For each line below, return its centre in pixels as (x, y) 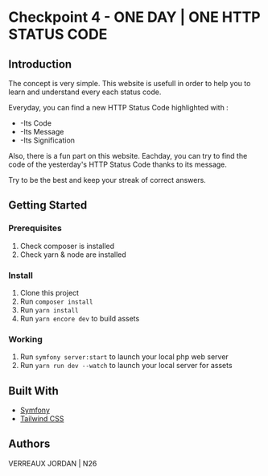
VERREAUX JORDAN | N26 (53, 463)
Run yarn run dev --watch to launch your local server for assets (126, 366)
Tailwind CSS (42, 419)
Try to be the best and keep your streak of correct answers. (107, 180)
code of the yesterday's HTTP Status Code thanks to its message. (118, 164)
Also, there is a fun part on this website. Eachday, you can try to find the (128, 156)
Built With (33, 391)
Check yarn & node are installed (73, 255)
